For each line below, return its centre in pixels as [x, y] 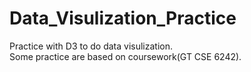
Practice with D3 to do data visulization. [91, 46]
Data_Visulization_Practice [123, 18]
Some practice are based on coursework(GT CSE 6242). [125, 56]
